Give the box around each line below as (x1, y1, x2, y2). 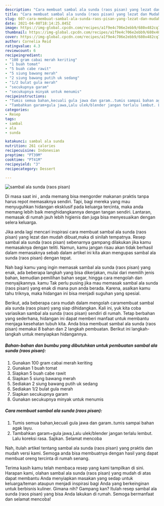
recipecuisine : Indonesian (5, 148, 60, 153)
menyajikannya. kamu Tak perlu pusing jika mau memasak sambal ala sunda (5, 280, 159, 286)
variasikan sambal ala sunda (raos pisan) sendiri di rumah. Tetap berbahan (5, 311, 155, 316)
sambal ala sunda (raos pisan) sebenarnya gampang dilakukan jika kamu (5, 240, 151, 245)
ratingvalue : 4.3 (5, 44, 41, 48)
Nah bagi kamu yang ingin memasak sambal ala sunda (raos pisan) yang (5, 265, 151, 270)
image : (5, 25, 19, 30)
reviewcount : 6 (5, 48, 36, 53)
